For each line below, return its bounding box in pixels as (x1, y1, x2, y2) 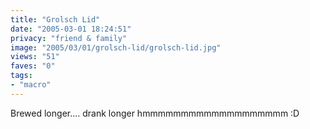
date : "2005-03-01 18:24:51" (10, 24, 132, 34)
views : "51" (10, 52, 60, 62)
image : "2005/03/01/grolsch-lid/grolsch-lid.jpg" (10, 42, 222, 53)
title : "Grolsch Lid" (10, 14, 101, 25)
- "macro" (10, 80, 52, 90)
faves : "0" (10, 61, 56, 71)
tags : (10, 71, 33, 81)
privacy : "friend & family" (10, 33, 128, 43)
